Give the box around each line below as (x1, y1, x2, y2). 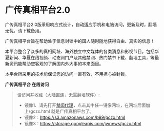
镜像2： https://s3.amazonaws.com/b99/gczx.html (24, 114, 125, 120)
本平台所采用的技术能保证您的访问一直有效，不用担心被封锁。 (5, 71, 129, 77)
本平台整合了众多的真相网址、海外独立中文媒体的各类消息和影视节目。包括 (5, 48, 155, 54)
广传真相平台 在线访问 (5, 81, 49, 87)
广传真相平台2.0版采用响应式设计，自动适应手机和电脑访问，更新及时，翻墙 (5, 22, 157, 27)
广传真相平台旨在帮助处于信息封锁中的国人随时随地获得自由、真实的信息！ (5, 38, 155, 44)
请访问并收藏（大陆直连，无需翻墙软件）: (17, 91, 100, 98)
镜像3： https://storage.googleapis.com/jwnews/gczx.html (24, 120, 142, 126)
